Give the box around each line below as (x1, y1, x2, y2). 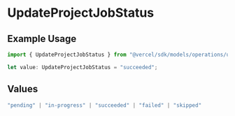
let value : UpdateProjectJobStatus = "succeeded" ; (7, 64, 158, 71)
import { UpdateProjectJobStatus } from (7, 51, 127, 58)
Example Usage (7, 33, 77, 45)
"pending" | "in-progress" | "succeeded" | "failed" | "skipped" (7, 101, 202, 109)
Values (7, 83, 38, 95)
